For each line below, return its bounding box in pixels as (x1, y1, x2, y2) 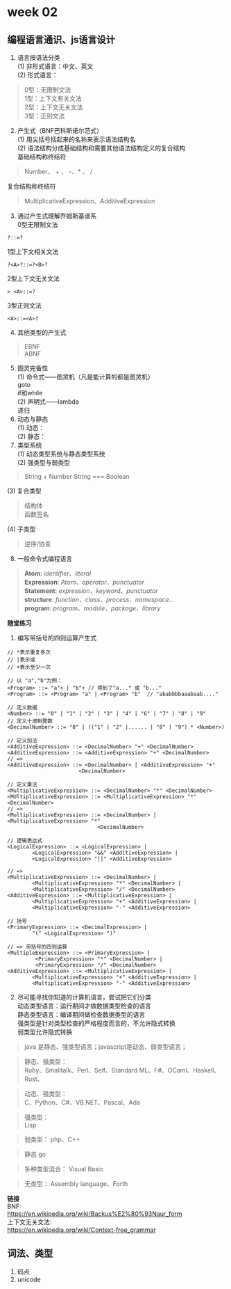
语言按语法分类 (17, 54, 60, 61)
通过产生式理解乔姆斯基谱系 (17, 212, 97, 220)
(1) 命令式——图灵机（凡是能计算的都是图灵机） (17, 373, 154, 381)
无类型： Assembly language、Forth (24, 1180, 128, 1187)
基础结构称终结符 (17, 152, 67, 161)
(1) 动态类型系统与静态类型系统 (17, 450, 105, 458)
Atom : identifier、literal (24, 569, 92, 578)
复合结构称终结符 (7, 182, 56, 190)
